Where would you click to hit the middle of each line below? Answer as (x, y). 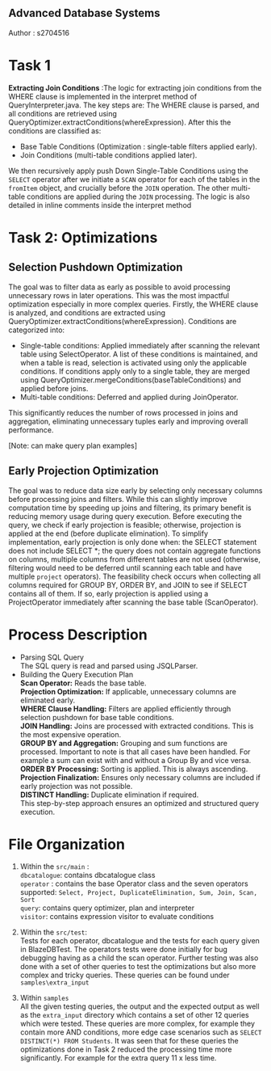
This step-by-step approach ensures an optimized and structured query (140, 803)
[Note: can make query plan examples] (73, 445)
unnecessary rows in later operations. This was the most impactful (119, 295)
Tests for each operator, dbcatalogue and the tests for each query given (140, 941)
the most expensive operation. (71, 734)
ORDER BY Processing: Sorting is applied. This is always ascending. (134, 769)
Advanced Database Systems (84, 13)
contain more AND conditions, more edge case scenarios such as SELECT (141, 1032)
